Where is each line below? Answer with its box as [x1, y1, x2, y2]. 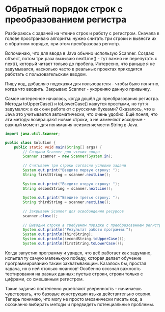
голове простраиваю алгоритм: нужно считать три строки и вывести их [5, 35, 157, 41]
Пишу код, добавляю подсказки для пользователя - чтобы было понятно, [5, 80, 160, 87]
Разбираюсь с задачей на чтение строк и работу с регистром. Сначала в [5, 30, 160, 36]
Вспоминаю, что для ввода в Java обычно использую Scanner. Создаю [5, 50, 155, 56]
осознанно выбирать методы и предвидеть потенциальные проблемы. [5, 301, 155, 307]
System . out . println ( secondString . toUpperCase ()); [23, 237, 126, 242]
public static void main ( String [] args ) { [14, 144, 102, 150]
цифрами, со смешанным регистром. [5, 276, 84, 282]
